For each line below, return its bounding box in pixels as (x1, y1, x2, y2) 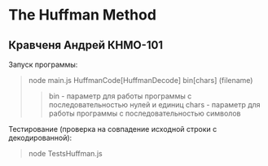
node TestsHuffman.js (28, 149, 103, 158)
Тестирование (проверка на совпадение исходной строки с (8, 124, 217, 133)
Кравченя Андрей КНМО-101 (8, 38, 164, 52)
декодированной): (8, 133, 72, 142)
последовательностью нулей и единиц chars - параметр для (48, 100, 261, 109)
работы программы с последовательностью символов (48, 108, 241, 118)
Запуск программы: (8, 59, 78, 69)
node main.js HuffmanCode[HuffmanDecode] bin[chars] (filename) (28, 76, 253, 85)
